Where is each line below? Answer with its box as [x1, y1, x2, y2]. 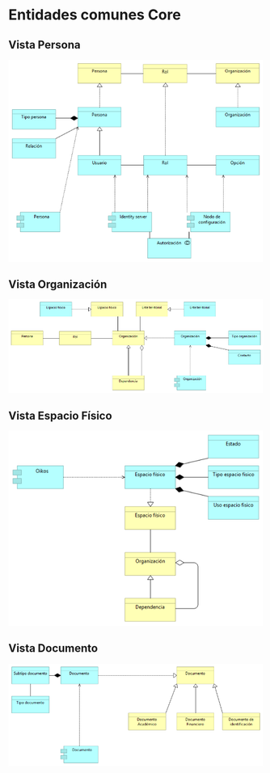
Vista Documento [8, 641, 99, 656]
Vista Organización [8, 277, 108, 291]
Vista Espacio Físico [8, 408, 112, 422]
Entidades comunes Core [8, 6, 182, 24]
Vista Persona [8, 38, 81, 52]
